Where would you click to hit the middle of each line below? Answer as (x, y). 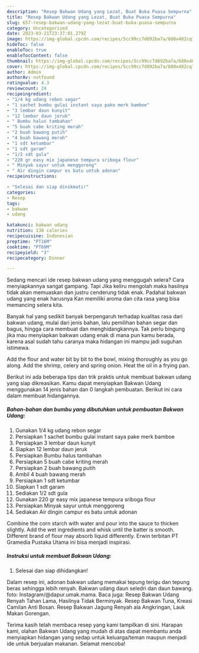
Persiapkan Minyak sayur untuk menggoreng (70, 506)
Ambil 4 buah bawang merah (50, 474)
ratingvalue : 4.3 (28, 83)
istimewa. (18, 348)
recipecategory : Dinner (36, 258)
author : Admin (24, 72)
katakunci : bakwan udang (37, 225)
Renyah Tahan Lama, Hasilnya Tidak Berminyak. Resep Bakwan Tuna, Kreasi (99, 601)
